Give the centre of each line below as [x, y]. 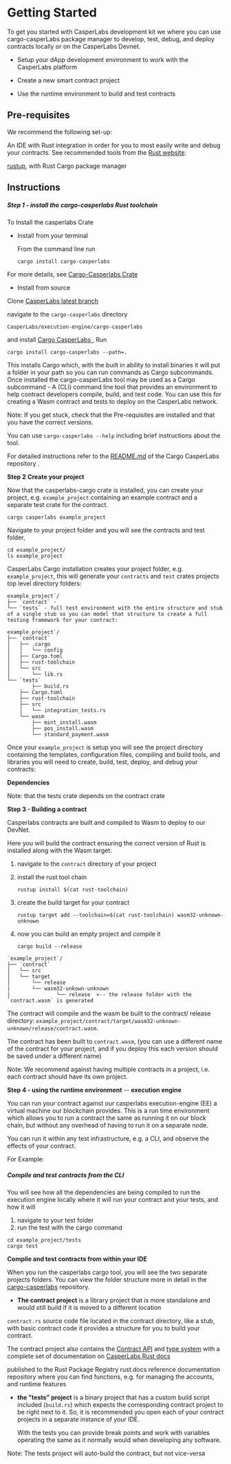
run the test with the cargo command [69, 1228]
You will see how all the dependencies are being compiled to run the [104, 1192]
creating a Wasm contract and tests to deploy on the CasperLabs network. [112, 402]
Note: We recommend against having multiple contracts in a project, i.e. [109, 1069]
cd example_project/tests [44, 1240]
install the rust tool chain [52, 877]
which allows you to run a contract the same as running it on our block [107, 1118]
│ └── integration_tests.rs [63, 711]
